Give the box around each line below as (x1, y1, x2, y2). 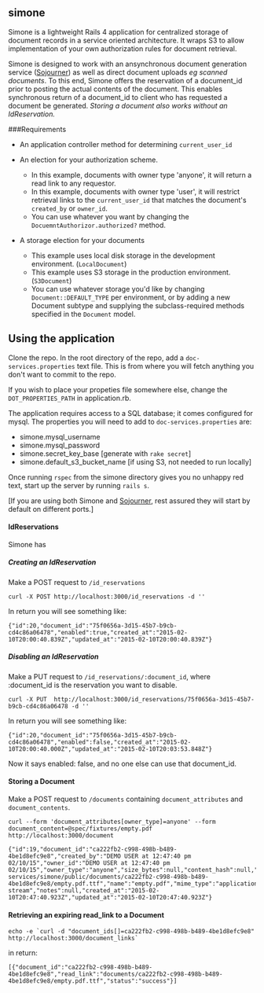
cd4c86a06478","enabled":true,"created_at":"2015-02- (8, 628, 189, 636)
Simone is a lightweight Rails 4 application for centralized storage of (8, 27, 229, 36)
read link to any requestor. (31, 178, 116, 188)
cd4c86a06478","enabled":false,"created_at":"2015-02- (8, 738, 192, 746)
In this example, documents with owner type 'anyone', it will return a (31, 170, 252, 179)
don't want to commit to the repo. (8, 370, 116, 379)
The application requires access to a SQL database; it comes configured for (8, 408, 254, 417)
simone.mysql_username (19, 432, 101, 441)
